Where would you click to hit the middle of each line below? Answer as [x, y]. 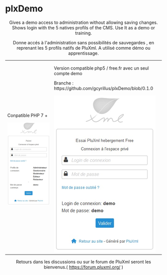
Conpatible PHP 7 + [28, 115]
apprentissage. [83, 53]
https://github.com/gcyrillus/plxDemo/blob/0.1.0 [104, 88]
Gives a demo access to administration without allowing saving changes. [83, 22]
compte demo [68, 73]
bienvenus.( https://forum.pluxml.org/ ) [83, 267]
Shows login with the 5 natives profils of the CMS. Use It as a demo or [83, 27]
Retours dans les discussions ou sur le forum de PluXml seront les [83, 262]
